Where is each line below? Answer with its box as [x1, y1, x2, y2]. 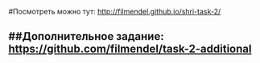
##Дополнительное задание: [8, 30, 164, 43]
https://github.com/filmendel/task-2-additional [8, 42, 252, 56]
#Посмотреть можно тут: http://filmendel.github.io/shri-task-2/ [8, 7, 221, 16]
